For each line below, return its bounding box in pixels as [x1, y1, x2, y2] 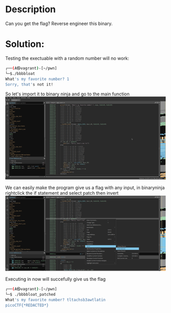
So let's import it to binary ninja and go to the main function [5, 91, 130, 97]
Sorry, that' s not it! [5, 82, 53, 87]
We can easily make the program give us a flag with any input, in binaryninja [5, 185, 165, 191]
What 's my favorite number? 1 [5, 76, 70, 82]
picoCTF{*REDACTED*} [5, 302, 49, 308]
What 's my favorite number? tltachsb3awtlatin [5, 297, 106, 302]
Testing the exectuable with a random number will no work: [5, 55, 130, 61]
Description [5, 4, 56, 15]
